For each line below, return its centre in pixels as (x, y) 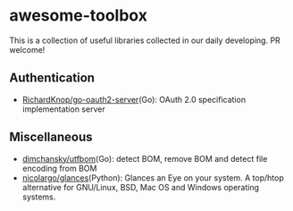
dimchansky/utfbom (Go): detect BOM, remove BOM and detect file (145, 158)
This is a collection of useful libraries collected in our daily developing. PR (145, 40)
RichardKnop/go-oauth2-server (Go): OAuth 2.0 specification (134, 99)
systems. (39, 197)
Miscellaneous (51, 137)
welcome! (27, 49)
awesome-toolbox (78, 16)
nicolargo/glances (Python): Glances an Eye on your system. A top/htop (153, 177)
